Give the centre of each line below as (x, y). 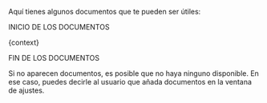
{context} (24, 42)
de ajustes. (26, 90)
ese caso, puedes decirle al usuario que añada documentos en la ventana (130, 82)
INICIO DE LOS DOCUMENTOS (59, 27)
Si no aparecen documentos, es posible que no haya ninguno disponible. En (133, 73)
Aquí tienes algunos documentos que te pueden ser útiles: (105, 12)
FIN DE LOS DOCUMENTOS (54, 58)
